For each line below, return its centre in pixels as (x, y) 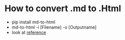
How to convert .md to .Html (63, 9)
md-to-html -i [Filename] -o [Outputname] (54, 27)
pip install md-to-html (33, 22)
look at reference (29, 32)
